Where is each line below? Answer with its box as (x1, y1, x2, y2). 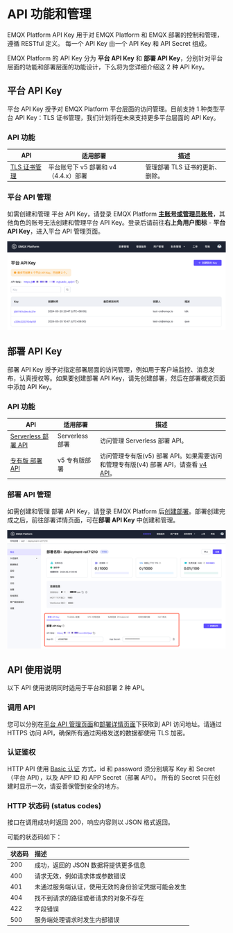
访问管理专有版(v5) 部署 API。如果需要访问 (99, 452, 223, 460)
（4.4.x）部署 (48, 171, 88, 180)
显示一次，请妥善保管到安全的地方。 (19, 782, 123, 790)
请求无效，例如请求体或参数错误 (34, 872, 126, 880)
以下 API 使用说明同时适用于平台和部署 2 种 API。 (7, 684, 148, 692)
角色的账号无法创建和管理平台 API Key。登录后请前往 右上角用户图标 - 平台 (12, 218, 226, 226)
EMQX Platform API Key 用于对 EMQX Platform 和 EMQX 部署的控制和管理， (7, 31, 223, 39)
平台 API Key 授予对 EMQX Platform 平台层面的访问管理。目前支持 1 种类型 (7, 105, 220, 113)
